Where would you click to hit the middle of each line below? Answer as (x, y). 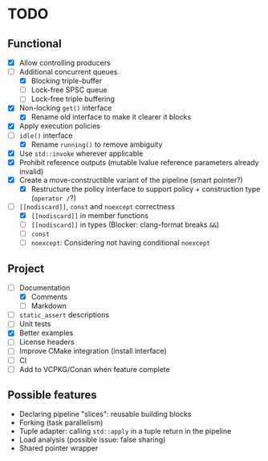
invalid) (31, 171)
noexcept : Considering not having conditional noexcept (120, 243)
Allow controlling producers (65, 63)
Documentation (45, 288)
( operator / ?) (54, 198)
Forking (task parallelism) (61, 423)
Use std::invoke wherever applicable (81, 153)
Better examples (46, 333)
